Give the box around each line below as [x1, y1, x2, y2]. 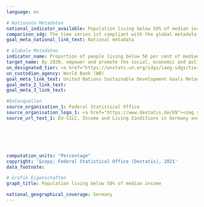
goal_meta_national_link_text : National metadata [6, 37, 135, 43]
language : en [6, 8, 39, 15]
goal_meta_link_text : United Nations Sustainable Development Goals [6, 76, 183, 82]
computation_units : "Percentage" [6, 152, 91, 158]
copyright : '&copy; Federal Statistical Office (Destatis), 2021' [6, 158, 178, 165]
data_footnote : [6, 164, 45, 170]
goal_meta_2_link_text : [6, 81, 67, 88]
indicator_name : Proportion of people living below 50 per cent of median [6, 53, 200, 59]
